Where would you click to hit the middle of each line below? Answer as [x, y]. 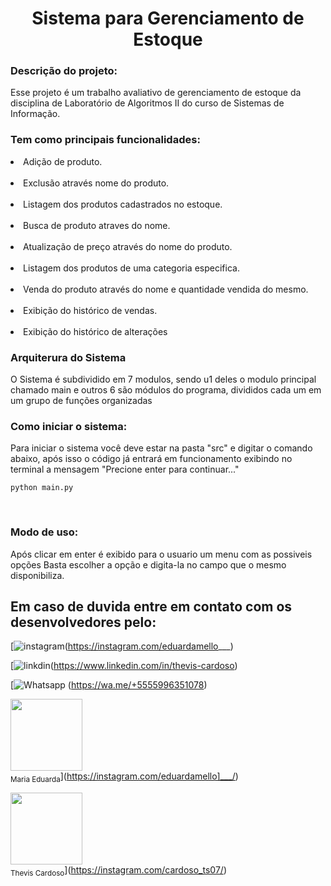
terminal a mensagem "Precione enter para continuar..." [125, 469]
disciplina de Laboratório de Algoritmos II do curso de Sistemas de [147, 103]
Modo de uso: [44, 532]
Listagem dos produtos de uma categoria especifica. [131, 268]
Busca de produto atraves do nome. [97, 225]
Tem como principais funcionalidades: [105, 140]
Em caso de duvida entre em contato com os [151, 607]
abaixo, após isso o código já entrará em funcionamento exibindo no [151, 459]
